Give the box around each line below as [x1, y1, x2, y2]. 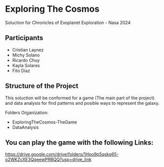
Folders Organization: [5, 109, 48, 116]
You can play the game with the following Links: [5, 138, 154, 146]
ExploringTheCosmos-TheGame [12, 119, 77, 125]
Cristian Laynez [12, 47, 44, 52]
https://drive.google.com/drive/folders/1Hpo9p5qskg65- [5, 151, 119, 157]
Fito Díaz [12, 68, 30, 73]
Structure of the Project [5, 82, 78, 90]
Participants [5, 34, 43, 42]
